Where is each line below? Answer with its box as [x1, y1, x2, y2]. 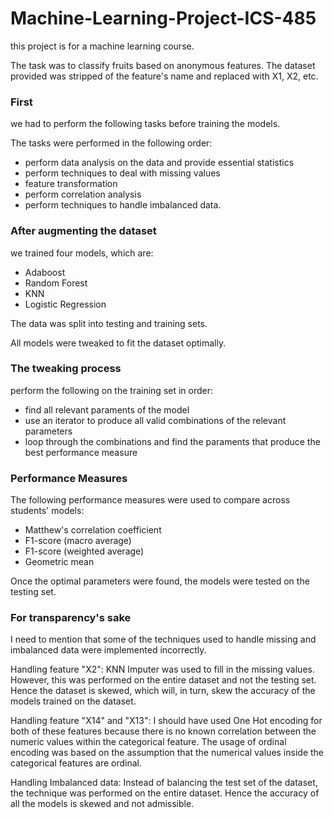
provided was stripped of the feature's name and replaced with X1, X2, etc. [10, 70, 319, 82]
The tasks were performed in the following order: [10, 137, 213, 149]
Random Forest [24, 277, 88, 289]
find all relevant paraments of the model [24, 403, 190, 416]
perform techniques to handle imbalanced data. [24, 199, 222, 211]
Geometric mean [24, 556, 95, 568]
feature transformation [24, 178, 118, 190]
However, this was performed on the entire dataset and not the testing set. [10, 674, 317, 686]
